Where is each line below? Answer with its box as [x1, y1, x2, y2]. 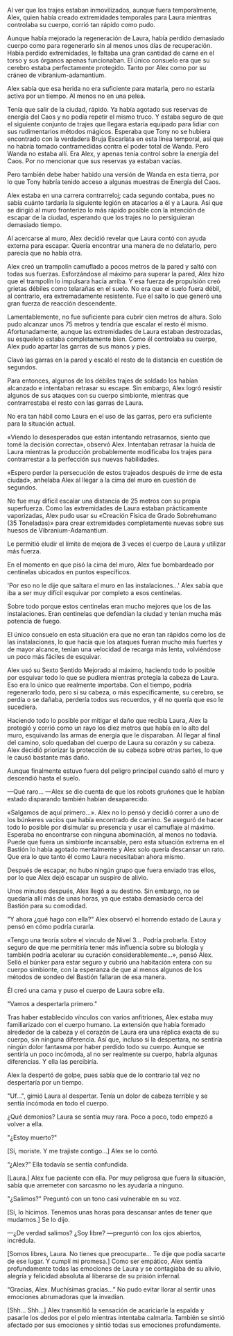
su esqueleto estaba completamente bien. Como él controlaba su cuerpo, [7, 335, 217, 343]
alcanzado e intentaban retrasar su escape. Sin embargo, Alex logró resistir [7, 384, 223, 392]
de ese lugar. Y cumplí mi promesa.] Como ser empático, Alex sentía [7, 1257, 202, 1265]
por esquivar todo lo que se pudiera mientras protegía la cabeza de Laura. [7, 674, 219, 681]
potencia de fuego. [7, 617, 62, 625]
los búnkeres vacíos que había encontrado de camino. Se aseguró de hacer [7, 816, 223, 824]
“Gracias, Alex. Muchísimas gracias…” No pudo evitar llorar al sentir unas [7, 1285, 216, 1294]
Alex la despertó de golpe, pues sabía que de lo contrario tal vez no [7, 1071, 200, 1079]
